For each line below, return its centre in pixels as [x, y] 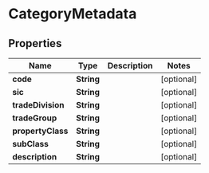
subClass [31, 144]
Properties [35, 43]
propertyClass [40, 131]
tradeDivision [38, 105]
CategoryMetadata [73, 14]
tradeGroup [35, 118]
